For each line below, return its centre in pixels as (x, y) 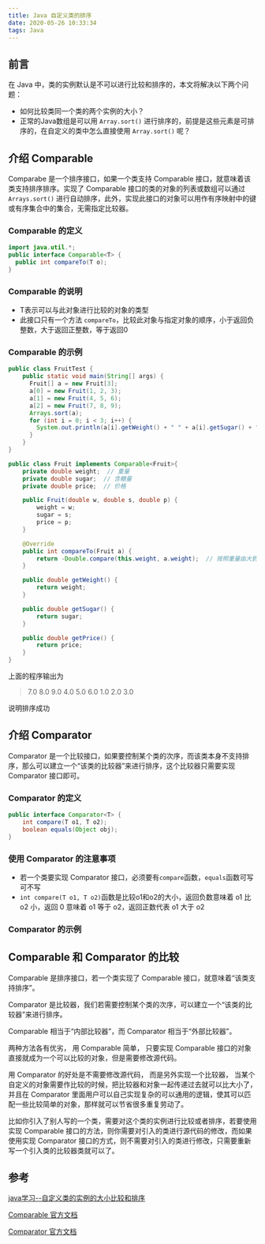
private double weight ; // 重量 (76, 471)
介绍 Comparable (51, 158)
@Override (39, 544)
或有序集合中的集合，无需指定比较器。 (70, 208)
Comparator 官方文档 (43, 1231)
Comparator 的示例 (45, 929)
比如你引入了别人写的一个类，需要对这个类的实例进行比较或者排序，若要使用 (132, 1121)
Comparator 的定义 (45, 798)
